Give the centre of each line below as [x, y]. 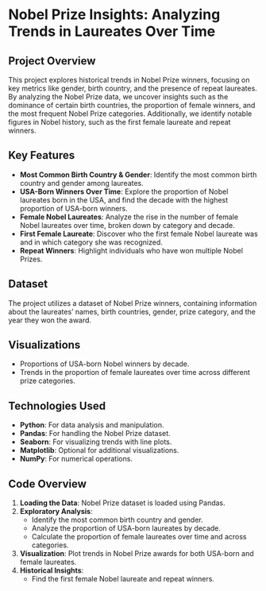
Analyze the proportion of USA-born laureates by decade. [126, 528]
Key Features [42, 155]
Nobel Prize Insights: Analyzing [114, 15]
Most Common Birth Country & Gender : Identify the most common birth [138, 174]
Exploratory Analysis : [56, 512]
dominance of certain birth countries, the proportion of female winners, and [132, 105]
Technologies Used [57, 406]
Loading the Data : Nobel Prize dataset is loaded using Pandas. [123, 503]
